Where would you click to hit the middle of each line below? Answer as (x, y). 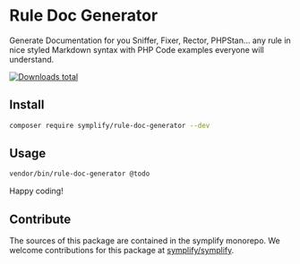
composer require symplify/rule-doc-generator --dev (110, 125)
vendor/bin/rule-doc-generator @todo (80, 174)
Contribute (40, 219)
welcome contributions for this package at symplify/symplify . (122, 251)
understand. (32, 59)
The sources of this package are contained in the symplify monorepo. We (145, 241)
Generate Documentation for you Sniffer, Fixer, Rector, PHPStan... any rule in (150, 40)
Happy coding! (37, 191)
